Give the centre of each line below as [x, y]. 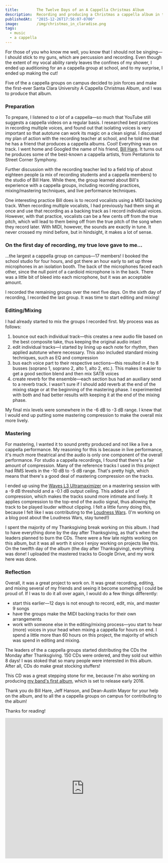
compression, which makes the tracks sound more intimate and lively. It [79, 496]
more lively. [17, 420]
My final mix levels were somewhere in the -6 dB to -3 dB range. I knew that [83, 410]
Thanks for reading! [25, 711]
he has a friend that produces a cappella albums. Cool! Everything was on [81, 144]
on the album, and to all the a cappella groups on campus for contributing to [83, 696]
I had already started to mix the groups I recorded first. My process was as [82, 321]
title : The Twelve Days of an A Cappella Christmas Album [74, 10]
